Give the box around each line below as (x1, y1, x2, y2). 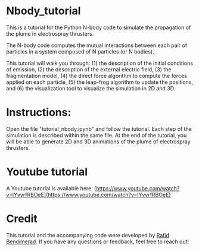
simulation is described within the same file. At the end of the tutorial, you (6, 131, 187, 139)
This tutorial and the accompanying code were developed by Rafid (6, 231, 170, 239)
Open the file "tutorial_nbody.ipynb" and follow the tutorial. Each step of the (6, 125, 192, 132)
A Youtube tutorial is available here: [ (6, 184, 97, 192)
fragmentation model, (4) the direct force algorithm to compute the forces (6, 72, 188, 79)
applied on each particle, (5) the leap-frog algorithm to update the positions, (6, 79, 194, 86)
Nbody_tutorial (6, 4, 81, 18)
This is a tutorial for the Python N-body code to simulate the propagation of (6, 24, 191, 31)
